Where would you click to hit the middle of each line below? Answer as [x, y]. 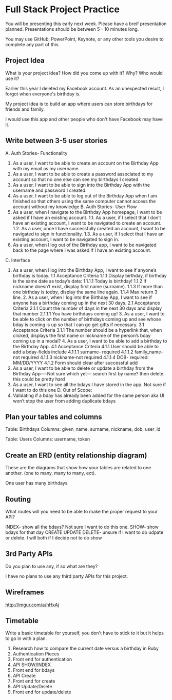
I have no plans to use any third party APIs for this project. [67, 576]
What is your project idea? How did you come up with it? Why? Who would [84, 73]
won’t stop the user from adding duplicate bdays [64, 401]
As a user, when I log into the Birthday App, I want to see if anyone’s [84, 270]
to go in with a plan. [26, 638]
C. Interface [18, 260]
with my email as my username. [46, 168]
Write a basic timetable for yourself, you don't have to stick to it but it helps [85, 633]
